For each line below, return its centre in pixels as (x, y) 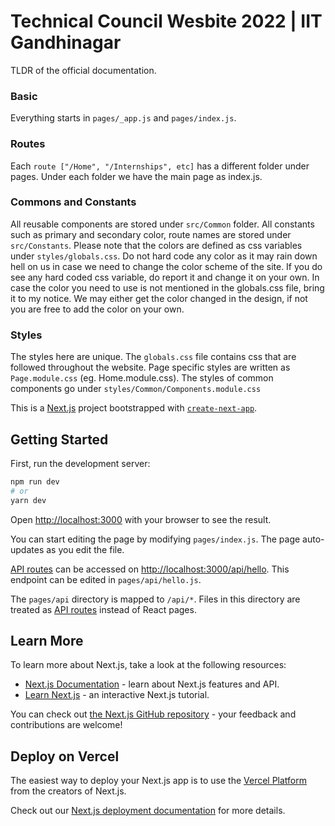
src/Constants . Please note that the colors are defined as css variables (156, 245)
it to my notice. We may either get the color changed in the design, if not (159, 298)
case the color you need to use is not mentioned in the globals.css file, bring (167, 287)
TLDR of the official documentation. (83, 70)
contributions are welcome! (66, 725)
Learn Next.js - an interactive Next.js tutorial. (117, 695)
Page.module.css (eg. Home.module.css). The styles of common (142, 378)
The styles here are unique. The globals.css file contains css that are (153, 357)
